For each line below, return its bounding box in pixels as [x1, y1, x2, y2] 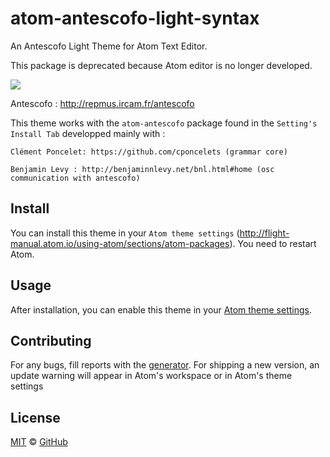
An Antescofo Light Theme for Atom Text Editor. [10, 40, 208, 52]
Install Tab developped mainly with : [10, 127, 166, 139]
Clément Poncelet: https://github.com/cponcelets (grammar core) [10, 147, 288, 157]
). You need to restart [229, 237, 317, 249]
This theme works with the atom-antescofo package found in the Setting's [10, 117, 318, 129]
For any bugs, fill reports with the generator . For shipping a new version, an [10, 359, 320, 371]
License [10, 409, 61, 426]
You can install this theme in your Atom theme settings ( [10, 227, 240, 239]
